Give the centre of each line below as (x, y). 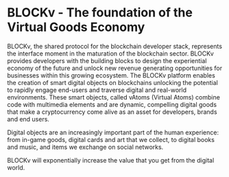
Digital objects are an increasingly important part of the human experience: (113, 132)
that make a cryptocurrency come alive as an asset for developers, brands (112, 112)
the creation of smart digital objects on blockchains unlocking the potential (112, 82)
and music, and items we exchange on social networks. (85, 147)
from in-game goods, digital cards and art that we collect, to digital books (111, 139)
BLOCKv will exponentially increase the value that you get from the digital (111, 160)
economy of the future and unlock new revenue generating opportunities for (115, 68)
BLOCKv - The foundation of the (100, 13)
